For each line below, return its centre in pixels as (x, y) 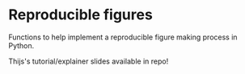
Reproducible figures (81, 15)
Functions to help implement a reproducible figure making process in (123, 37)
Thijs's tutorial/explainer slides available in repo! (89, 61)
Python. (21, 45)
